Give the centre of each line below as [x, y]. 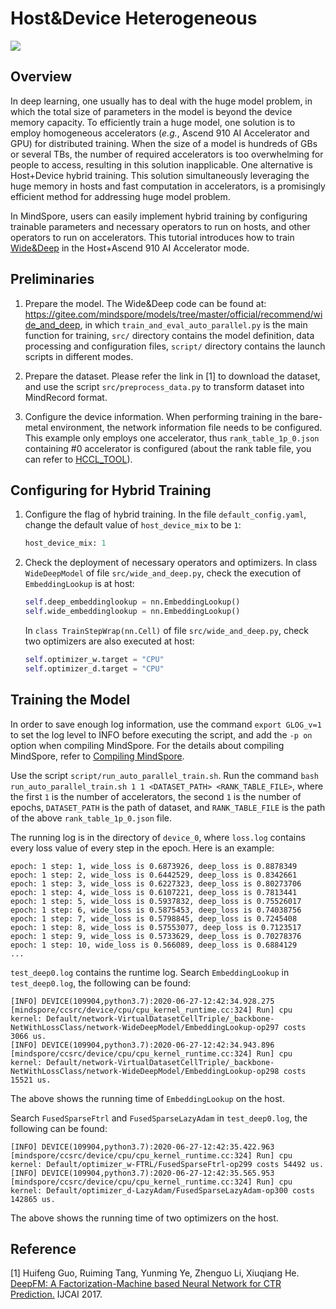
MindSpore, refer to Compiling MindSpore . [97, 756]
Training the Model [70, 700]
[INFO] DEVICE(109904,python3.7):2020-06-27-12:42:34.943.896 [142, 1045]
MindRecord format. [66, 397]
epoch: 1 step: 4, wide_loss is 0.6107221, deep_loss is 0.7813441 [154, 892]
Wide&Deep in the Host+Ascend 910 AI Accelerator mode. [130, 248]
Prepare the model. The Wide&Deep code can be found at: [145, 303]
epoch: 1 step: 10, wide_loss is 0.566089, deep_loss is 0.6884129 [154, 945]
